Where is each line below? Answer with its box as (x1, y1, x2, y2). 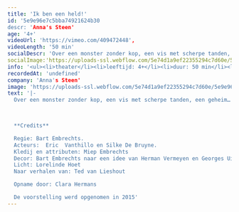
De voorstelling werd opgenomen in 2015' (14, 194, 139, 201)
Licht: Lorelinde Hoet (14, 161, 81, 169)
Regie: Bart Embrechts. (14, 134, 84, 142)
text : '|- (7, 90, 37, 97)
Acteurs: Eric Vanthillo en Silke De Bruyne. (14, 142, 158, 149)
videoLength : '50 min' (7, 43, 75, 51)
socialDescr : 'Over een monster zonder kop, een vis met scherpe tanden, (7, 51, 231, 58)
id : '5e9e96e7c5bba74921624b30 (7, 17, 100, 24)
